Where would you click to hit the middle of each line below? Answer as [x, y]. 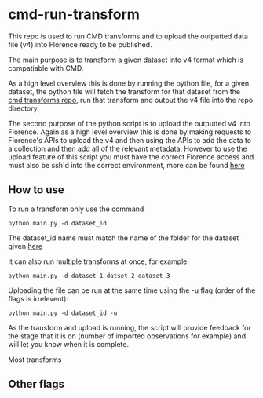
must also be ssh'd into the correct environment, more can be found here [126, 165]
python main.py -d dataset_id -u [63, 313]
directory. [24, 108]
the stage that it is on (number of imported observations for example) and [127, 336]
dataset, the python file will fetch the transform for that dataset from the [124, 91]
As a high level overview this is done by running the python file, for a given [129, 83]
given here [26, 246]
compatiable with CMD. [46, 68]
